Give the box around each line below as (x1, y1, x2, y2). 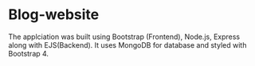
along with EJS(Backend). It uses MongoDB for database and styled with (8, 40, 247, 49)
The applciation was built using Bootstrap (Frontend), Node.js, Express (8, 32, 241, 41)
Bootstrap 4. (8, 49, 49, 58)
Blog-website (8, 6, 100, 24)
